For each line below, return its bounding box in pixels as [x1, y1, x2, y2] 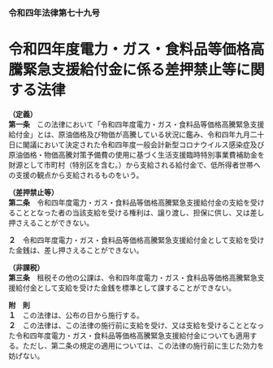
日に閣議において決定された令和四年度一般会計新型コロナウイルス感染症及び [8, 140, 265, 149]
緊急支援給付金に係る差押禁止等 [23, 61, 237, 79]
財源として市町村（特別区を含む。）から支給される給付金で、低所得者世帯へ [8, 160, 262, 170]
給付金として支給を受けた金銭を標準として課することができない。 [15, 283, 236, 292]
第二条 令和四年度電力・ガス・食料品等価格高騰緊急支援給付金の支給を [8, 197, 250, 207]
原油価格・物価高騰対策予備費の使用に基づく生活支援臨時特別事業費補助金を [8, 149, 265, 159]
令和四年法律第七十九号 [8, 6, 100, 18]
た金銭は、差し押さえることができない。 [8, 245, 144, 255]
